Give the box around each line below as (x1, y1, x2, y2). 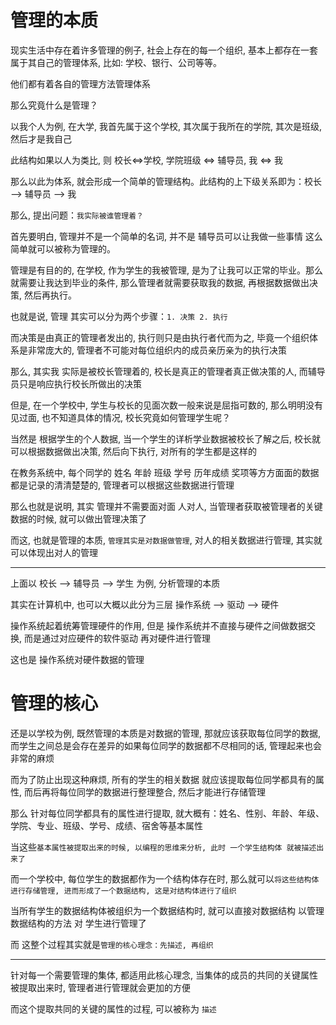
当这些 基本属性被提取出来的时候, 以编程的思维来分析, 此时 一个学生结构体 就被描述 (10, 841, 317, 853)
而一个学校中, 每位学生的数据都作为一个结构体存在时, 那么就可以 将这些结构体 (10, 872, 320, 885)
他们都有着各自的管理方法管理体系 (10, 77, 151, 90)
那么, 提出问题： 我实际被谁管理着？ (10, 209, 145, 221)
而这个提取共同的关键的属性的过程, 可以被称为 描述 (10, 1002, 217, 1015)
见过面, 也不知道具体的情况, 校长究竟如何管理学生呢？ (10, 411, 231, 423)
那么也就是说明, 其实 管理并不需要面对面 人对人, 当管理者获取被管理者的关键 (10, 500, 323, 512)
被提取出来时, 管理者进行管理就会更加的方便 (10, 981, 191, 993)
